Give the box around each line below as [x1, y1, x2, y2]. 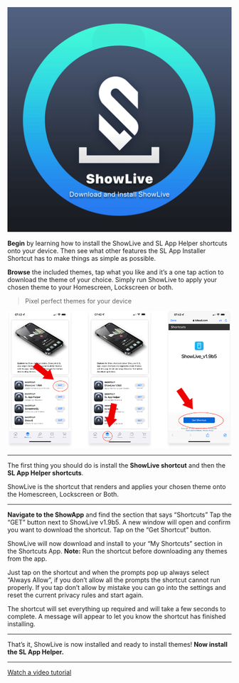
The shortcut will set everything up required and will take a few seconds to [7, 605, 226, 613]
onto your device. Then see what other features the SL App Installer [7, 246, 206, 255]
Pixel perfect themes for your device [24, 296, 132, 305]
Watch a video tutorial [7, 668, 72, 677]
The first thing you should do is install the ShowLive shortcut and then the [7, 461, 226, 470]
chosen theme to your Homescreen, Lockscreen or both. [7, 283, 174, 291]
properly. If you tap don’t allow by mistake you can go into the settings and [7, 583, 226, 592]
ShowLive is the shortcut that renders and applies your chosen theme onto [7, 483, 226, 491]
